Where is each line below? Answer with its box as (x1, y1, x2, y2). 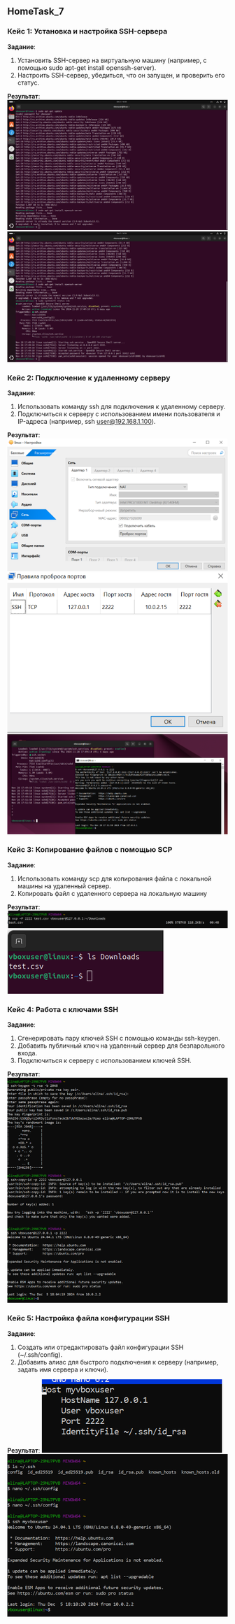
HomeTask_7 (7, 6, 64, 17)
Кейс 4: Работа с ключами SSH (7, 1004, 119, 1014)
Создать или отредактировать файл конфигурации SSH (17, 1343, 184, 1351)
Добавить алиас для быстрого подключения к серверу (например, (17, 1358, 219, 1366)
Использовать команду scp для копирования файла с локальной (17, 874, 212, 883)
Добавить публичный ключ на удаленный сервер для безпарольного (17, 1041, 225, 1050)
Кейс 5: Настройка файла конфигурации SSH (7, 1313, 170, 1323)
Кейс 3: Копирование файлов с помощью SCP (7, 845, 173, 855)
